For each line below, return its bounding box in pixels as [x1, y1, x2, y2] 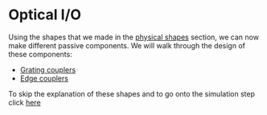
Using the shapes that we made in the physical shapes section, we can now [8, 32, 260, 42]
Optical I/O [8, 6, 82, 24]
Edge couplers [19, 73, 68, 83]
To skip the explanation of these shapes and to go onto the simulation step [8, 88, 256, 98]
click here [8, 97, 42, 107]
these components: [8, 49, 72, 59]
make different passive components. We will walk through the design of [8, 40, 245, 50]
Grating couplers [19, 64, 76, 74]
